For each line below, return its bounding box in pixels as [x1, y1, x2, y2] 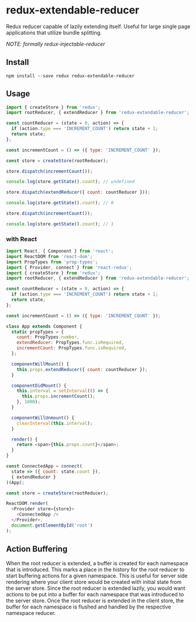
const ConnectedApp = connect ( [6, 463, 82, 469]
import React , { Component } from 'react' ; [6, 248, 114, 255]
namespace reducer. [6, 609, 56, 616]
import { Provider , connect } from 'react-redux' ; [6, 264, 132, 270]
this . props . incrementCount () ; [21, 393, 95, 400]
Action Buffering [6, 544, 68, 554]
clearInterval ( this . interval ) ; [16, 420, 93, 426]
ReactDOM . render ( [6, 501, 49, 507]
